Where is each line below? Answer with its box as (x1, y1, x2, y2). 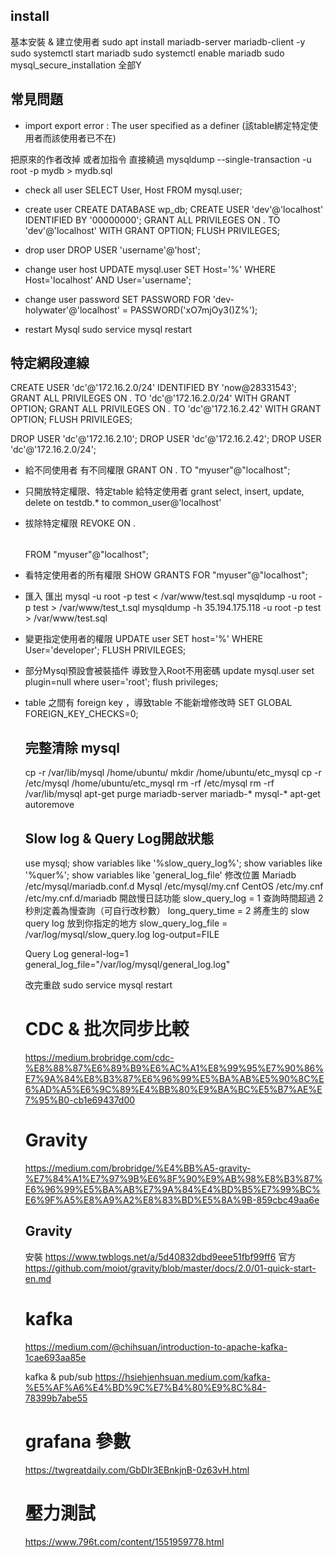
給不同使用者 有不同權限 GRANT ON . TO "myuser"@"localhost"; (24, 464, 291, 476)
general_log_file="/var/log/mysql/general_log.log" (24, 959, 231, 971)
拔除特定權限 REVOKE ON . (24, 517, 137, 529)
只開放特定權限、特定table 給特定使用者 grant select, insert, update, (24, 485, 305, 498)
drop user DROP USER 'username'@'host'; (24, 244, 201, 256)
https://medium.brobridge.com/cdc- (24, 1052, 175, 1063)
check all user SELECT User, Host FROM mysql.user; (24, 184, 243, 196)
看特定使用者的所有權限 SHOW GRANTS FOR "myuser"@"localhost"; (24, 569, 308, 581)
